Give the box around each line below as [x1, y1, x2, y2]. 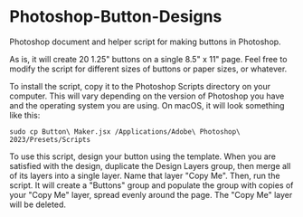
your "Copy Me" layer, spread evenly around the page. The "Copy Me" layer [9, 189, 293, 200]
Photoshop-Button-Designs [9, 6, 223, 27]
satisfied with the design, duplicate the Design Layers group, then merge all [9, 160, 291, 171]
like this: [9, 109, 41, 120]
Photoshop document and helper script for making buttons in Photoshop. [9, 36, 282, 47]
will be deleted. [9, 199, 66, 210]
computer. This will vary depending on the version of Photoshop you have [9, 90, 285, 101]
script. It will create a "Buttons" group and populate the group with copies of [9, 179, 294, 191]
